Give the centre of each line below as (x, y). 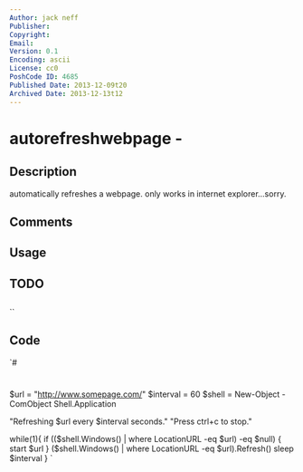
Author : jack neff (44, 18)
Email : (22, 43)
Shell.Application (85, 404)
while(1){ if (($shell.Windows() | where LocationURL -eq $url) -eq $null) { (146, 439)
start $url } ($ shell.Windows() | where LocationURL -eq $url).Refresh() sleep (151, 448)
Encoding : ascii (40, 60)
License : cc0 (34, 69)
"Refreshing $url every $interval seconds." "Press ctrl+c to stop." (131, 421)
